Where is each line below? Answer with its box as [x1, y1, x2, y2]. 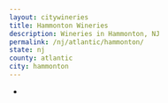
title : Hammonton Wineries [9, 21, 109, 30]
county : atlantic [9, 54, 73, 63]
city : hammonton [9, 63, 69, 71]
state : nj [9, 46, 46, 55]
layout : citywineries [9, 12, 89, 22]
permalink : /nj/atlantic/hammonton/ [9, 37, 144, 47]
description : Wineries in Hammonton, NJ [9, 29, 161, 38]
